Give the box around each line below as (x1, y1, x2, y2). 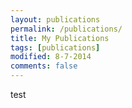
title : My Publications (10, 33, 110, 43)
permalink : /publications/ (10, 24, 123, 34)
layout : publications (10, 14, 101, 25)
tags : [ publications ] (10, 42, 101, 53)
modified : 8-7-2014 (10, 52, 92, 62)
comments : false (10, 61, 78, 71)
